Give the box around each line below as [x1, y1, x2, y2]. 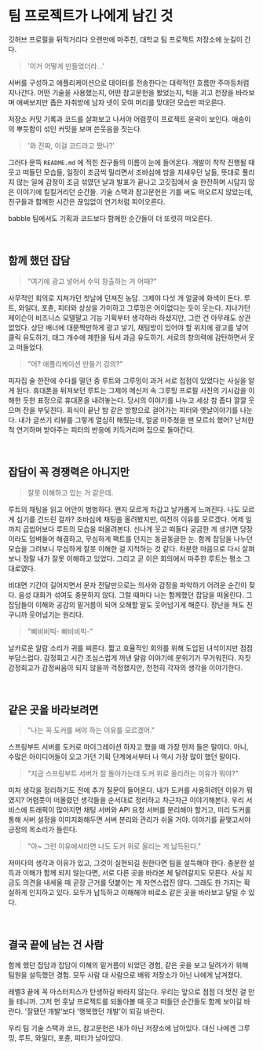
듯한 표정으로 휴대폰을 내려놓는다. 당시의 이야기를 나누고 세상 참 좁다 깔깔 [22, 395, 247, 405]
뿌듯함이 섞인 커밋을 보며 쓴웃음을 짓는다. [16, 123, 143, 134]
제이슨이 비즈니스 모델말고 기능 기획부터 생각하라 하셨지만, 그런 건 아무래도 [8, 312, 237, 322]
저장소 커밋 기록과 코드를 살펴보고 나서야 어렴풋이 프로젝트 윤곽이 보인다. [8, 114, 230, 123]
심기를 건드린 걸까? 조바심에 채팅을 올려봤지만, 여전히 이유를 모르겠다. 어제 [16, 514, 244, 524]
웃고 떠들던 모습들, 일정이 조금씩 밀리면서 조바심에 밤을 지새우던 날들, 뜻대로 [8, 167, 241, 177]
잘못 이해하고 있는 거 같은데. [27, 488, 114, 497]
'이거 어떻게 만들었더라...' [27, 61, 104, 71]
